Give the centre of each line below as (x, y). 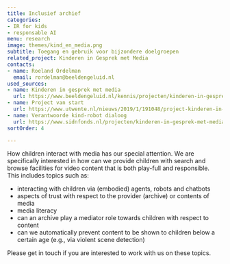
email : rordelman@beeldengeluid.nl (64, 77)
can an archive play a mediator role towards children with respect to (113, 218)
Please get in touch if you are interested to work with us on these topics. (109, 253)
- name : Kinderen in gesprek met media (64, 90)
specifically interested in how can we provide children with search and (106, 161)
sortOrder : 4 (26, 128)
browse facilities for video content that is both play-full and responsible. (108, 168)
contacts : (21, 64)
